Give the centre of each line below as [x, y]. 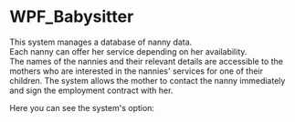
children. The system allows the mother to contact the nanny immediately [147, 80]
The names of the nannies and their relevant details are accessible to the [146, 61]
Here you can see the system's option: [82, 107]
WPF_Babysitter [72, 17]
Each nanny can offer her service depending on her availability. [128, 51]
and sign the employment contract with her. [91, 90]
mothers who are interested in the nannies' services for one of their [136, 71]
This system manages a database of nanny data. [101, 42]
